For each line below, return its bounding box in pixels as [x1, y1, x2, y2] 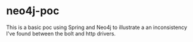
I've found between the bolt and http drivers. [6, 30, 116, 37]
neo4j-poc [6, 4, 60, 18]
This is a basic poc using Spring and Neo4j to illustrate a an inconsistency [6, 24, 188, 31]
